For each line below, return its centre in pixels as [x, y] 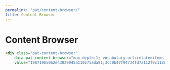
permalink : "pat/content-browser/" [43, 10]
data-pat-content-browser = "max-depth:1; [57, 58]
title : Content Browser [30, 15]
